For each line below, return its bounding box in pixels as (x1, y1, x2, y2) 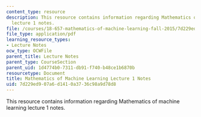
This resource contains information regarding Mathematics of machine (6, 98, 180, 105)
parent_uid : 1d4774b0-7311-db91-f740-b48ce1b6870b (6, 64, 135, 71)
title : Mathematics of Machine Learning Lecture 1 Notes (6, 76, 151, 82)
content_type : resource (6, 8, 66, 15)
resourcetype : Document (6, 70, 66, 76)
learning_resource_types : (6, 37, 71, 43)
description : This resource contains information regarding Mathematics (6, 14, 191, 20)
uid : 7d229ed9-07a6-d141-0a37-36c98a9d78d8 (6, 82, 117, 88)
